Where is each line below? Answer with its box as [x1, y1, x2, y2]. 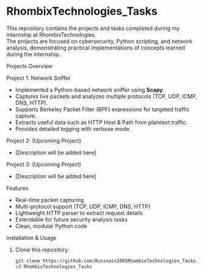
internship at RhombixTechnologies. [6, 31, 97, 38]
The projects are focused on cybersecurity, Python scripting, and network [6, 37, 192, 45]
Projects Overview [6, 62, 53, 70]
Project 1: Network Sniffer [6, 74, 71, 81]
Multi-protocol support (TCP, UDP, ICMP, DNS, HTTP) [15, 203, 151, 210]
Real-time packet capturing [15, 196, 84, 203]
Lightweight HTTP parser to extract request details [15, 209, 144, 217]
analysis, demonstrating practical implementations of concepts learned [6, 44, 185, 51]
